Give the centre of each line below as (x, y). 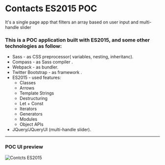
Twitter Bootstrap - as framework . (47, 72)
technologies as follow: (34, 46)
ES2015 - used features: (37, 78)
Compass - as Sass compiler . (42, 62)
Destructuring (33, 98)
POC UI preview (24, 147)
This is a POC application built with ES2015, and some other (78, 40)
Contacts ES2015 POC (51, 9)
